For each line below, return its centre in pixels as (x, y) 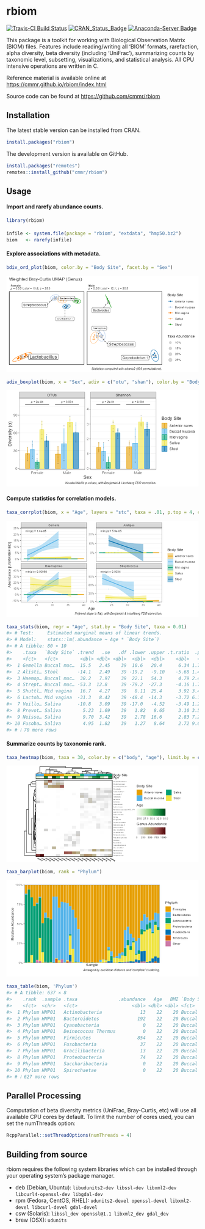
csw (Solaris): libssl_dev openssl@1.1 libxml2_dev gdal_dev (92, 1213)
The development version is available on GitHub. (67, 153)
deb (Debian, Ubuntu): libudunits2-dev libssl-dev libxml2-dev (96, 1187)
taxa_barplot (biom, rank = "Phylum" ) (54, 872)
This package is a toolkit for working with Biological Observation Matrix (96, 40)
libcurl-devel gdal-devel (64, 1207)
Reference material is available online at (56, 78)
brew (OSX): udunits (41, 1220)
